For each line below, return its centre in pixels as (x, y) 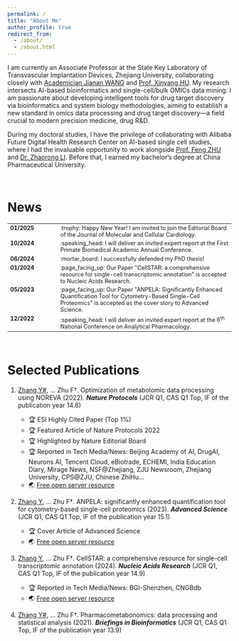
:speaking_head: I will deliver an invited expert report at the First (144, 243)
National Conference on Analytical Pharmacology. (126, 327)
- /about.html (34, 47)
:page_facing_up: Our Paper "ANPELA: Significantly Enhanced (141, 290)
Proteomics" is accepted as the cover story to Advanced (134, 303)
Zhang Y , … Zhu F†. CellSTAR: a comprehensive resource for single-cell (122, 558)
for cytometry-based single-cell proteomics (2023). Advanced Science (122, 509)
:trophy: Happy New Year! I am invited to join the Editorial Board (143, 228)
